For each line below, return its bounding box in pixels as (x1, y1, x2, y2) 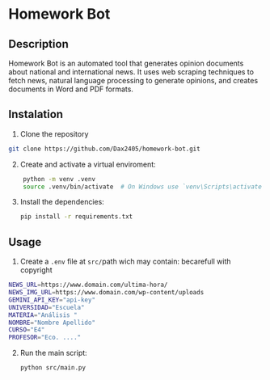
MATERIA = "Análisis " (8, 310, 78, 319)
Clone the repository (19, 129, 89, 138)
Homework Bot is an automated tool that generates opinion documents (8, 58, 244, 68)
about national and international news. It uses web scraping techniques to (8, 67, 255, 77)
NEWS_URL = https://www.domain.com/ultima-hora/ (8, 281, 168, 289)
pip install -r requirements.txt (19, 213, 133, 221)
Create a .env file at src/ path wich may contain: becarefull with (19, 256, 232, 267)
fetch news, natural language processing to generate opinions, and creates (8, 76, 259, 85)
